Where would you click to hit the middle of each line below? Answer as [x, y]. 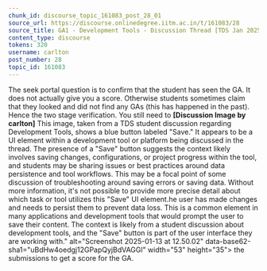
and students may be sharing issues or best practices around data [116, 165]
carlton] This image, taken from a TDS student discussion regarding [120, 123]
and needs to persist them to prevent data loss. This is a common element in [133, 208]
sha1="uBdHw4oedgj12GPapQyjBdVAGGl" [77, 250]
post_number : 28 [35, 60]
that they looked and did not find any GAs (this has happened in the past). [129, 106]
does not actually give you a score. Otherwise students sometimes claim [127, 98]
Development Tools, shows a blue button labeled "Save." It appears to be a [130, 132]
